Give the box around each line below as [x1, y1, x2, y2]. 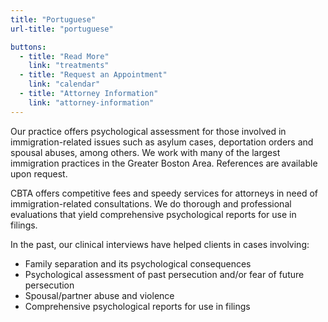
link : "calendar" [28, 79, 101, 90]
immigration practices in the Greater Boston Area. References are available [10, 157, 318, 169]
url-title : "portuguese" [10, 24, 114, 34]
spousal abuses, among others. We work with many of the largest [10, 146, 281, 158]
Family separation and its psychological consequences [24, 257, 252, 270]
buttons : [10, 42, 47, 52]
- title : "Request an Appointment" [19, 70, 168, 80]
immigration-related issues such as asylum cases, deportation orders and [10, 136, 314, 148]
